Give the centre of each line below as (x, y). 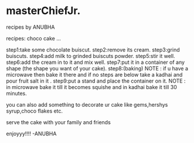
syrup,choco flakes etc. (35, 111)
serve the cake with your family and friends (59, 122)
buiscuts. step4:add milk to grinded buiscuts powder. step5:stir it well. (91, 56)
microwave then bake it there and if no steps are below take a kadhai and (94, 74)
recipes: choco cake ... (34, 38)
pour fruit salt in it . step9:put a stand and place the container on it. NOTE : (96, 81)
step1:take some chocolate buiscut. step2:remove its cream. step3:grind (93, 50)
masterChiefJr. (43, 11)
